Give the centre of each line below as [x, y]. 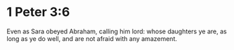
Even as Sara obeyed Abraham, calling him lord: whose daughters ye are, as [117, 31]
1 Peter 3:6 [38, 12]
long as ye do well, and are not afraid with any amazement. [92, 38]
